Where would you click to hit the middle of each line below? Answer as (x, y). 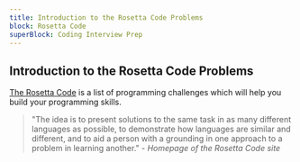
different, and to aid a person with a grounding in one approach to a (157, 139)
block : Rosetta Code (48, 26)
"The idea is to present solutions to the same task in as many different (161, 120)
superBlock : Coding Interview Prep (76, 34)
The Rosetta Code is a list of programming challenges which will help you (145, 93)
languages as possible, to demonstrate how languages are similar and (161, 129)
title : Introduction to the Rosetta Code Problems (106, 18)
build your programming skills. (65, 102)
